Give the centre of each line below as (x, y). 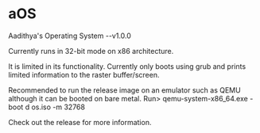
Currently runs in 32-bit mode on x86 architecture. (91, 51)
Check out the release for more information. (80, 122)
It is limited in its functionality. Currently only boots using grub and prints (127, 66)
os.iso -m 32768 (58, 107)
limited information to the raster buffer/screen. (84, 74)
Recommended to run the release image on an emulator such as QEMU (124, 90)
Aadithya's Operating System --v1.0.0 (70, 36)
